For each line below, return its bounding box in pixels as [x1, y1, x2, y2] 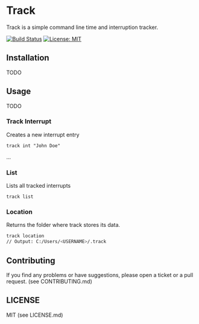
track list [6, 194, 34, 200]
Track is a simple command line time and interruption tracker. [6, 24, 159, 31]
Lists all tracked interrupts [6, 182, 71, 189]
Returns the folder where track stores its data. [6, 221, 121, 229]
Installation [6, 52, 49, 63]
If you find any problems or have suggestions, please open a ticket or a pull [6, 272, 194, 279]
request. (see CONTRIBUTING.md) [6, 278, 92, 285]
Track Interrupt [6, 117, 52, 125]
